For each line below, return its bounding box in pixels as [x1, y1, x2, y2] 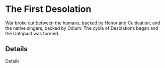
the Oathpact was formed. [5, 30, 59, 36]
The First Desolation [5, 3, 92, 15]
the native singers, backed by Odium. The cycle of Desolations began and [5, 25, 158, 31]
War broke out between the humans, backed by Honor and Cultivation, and [5, 20, 160, 26]
